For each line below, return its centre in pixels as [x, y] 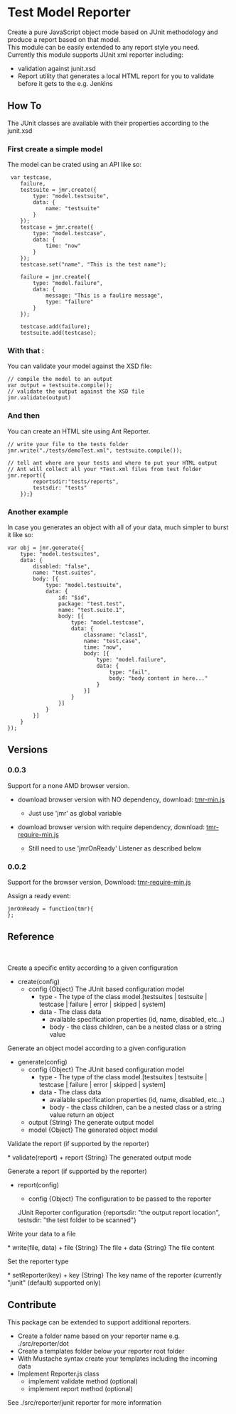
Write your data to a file [42, 1234]
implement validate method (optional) [83, 1381]
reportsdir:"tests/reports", [76, 481]
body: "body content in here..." [159, 678]
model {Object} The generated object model [93, 1130]
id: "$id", [74, 598]
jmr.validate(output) [39, 398]
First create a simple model [55, 149]
